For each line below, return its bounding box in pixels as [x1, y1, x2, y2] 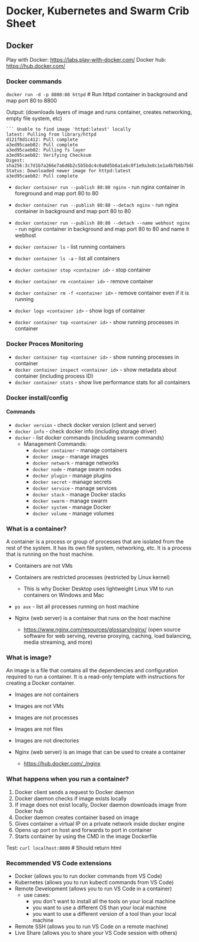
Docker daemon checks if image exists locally [14, 795, 127, 802]
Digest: [6, 157, 25, 164]
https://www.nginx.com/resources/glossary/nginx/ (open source [23, 626, 181, 633]
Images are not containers [14, 691, 79, 698]
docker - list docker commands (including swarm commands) [14, 434, 165, 441]
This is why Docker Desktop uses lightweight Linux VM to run [23, 585, 174, 592]
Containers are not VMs [14, 562, 73, 570]
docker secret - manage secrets [32, 478, 112, 485]
